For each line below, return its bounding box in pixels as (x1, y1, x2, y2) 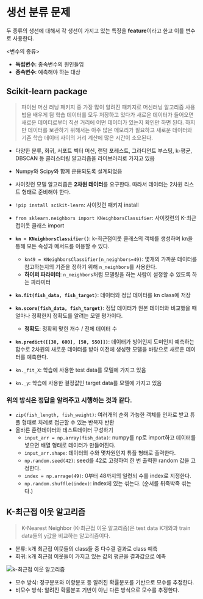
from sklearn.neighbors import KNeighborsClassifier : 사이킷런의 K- (15, 214, 187, 221)
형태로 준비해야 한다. (21, 188, 71, 196)
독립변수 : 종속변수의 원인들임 (15, 61, 84, 68)
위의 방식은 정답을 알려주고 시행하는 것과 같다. (6, 395, 132, 404)
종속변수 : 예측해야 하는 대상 (15, 68, 81, 75)
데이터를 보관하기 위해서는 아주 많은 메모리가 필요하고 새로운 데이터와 (27, 126, 193, 133)
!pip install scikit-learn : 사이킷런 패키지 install (15, 201, 139, 208)
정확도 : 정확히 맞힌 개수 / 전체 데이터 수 (24, 325, 118, 332)
